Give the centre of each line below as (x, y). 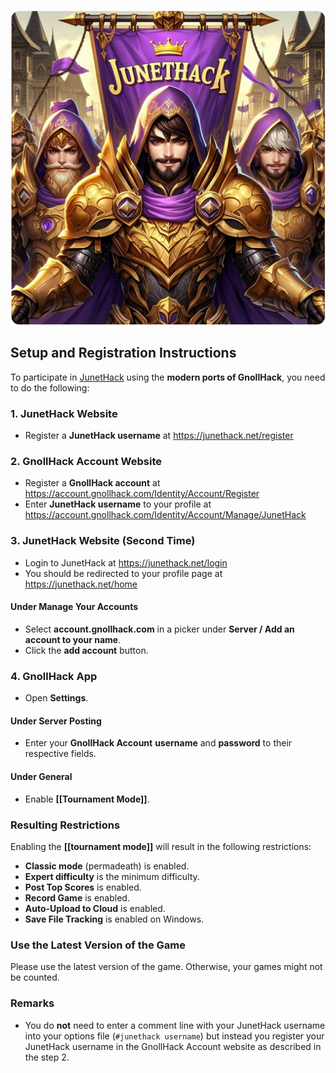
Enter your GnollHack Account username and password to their (158, 743)
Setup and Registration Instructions (123, 353)
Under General (41, 776)
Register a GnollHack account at (92, 483)
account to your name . (73, 639)
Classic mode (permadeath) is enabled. (107, 866)
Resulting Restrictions (65, 825)
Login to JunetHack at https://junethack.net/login (126, 562)
